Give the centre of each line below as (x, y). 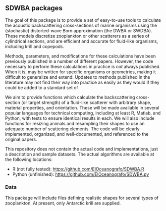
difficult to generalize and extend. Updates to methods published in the (78, 77)
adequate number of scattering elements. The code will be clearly (72, 129)
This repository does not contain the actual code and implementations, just (82, 149)
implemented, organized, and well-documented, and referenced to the (77, 134)
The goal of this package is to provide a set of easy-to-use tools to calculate (83, 20)
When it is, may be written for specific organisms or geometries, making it (81, 72)
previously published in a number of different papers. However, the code (79, 61)
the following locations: (29, 159)
